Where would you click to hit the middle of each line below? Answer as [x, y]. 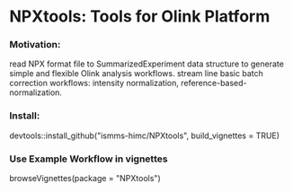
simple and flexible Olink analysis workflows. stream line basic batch [136, 74]
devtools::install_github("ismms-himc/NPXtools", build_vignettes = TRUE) [145, 135]
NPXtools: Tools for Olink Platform [140, 17]
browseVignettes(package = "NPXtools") [85, 179]
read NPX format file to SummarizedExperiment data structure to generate [147, 64]
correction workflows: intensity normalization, [94, 83]
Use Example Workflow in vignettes [89, 159]
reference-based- [214, 83]
